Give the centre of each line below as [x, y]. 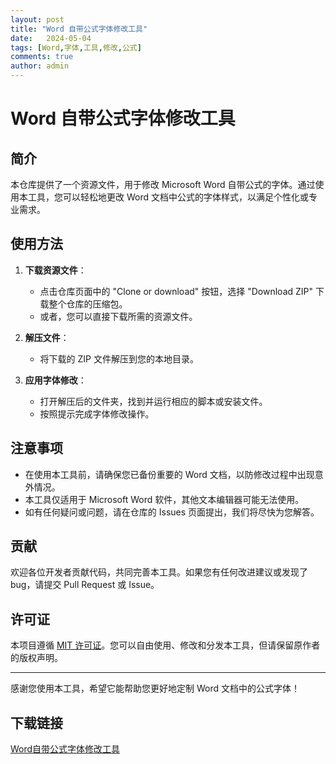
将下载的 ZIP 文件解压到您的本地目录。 [119, 358]
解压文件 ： [47, 337]
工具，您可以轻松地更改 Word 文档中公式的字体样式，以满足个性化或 [168, 197]
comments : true [42, 57]
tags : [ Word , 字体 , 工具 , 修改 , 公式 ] [76, 47]
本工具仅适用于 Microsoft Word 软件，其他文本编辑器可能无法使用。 [164, 499]
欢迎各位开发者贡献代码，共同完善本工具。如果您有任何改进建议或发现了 [159, 572]
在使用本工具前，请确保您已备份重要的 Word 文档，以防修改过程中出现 [169, 474]
